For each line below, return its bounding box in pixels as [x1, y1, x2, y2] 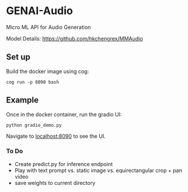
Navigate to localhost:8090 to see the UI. [6, 133, 106, 140]
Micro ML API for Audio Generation [6, 24, 91, 31]
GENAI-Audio [6, 4, 74, 18]
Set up [6, 52, 31, 62]
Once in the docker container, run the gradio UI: [6, 111, 122, 118]
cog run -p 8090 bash [6, 79, 60, 85]
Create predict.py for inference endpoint [14, 160, 113, 167]
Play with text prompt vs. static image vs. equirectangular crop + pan [14, 167, 183, 174]
